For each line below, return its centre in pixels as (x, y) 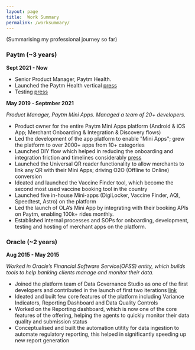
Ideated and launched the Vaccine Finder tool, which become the (94, 182)
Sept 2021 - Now (27, 67)
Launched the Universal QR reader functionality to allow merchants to (99, 164)
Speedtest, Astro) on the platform (55, 201)
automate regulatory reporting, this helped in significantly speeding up (100, 334)
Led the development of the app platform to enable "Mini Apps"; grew (100, 138)
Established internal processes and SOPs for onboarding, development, (102, 220)
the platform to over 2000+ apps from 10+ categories (79, 145)
